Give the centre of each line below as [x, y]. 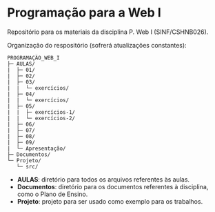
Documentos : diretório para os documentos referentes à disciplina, [113, 186]
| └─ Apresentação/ [37, 148]
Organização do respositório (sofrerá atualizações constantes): [97, 45]
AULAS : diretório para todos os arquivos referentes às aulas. [103, 179]
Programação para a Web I [84, 13]
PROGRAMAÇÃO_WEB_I [33, 58]
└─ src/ [27, 166]
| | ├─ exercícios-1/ [41, 112]
